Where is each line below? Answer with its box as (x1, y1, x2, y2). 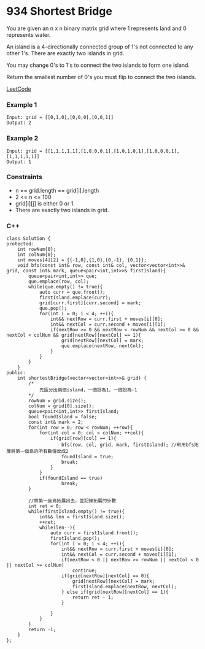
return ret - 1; (72, 594, 114, 601)
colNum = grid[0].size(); (28, 403, 95, 409)
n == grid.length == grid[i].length (15, 186, 99, 194)
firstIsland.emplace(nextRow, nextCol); (72, 584, 177, 590)
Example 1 (6, 100, 37, 109)
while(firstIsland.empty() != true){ (28, 509, 125, 515)
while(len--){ (39, 524, 75, 531)
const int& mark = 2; (28, 419, 84, 426)
